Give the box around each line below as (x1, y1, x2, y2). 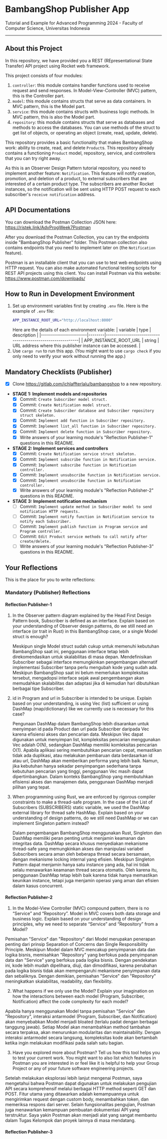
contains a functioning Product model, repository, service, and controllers (5, 150, 156, 156)
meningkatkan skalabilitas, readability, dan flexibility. (5, 978, 113, 984)
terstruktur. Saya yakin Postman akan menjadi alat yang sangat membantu (5, 1112, 157, 1118)
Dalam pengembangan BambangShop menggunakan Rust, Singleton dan (12, 830, 162, 836)
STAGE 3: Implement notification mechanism (12, 498, 107, 504)
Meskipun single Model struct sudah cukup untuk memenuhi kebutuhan (12, 643, 160, 649)
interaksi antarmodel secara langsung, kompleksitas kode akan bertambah (5, 1034, 158, 1041)
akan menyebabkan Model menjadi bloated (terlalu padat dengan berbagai (5, 1019, 158, 1025)
